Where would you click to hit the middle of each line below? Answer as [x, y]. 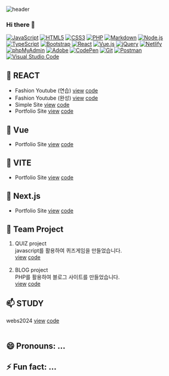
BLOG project [31, 270]
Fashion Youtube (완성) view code [56, 98]
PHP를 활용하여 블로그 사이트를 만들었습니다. [67, 277]
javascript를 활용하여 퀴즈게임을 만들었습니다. [68, 251]
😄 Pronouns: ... [36, 346]
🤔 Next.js [23, 196]
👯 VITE [19, 163]
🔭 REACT [23, 75]
